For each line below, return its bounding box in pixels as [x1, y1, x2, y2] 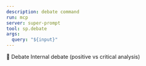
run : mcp [6, 14, 28, 20]
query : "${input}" [11, 37, 59, 43]
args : [6, 31, 20, 37]
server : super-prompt [6, 20, 61, 26]
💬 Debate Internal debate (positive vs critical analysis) [6, 53, 141, 60]
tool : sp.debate [6, 25, 47, 32]
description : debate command [6, 8, 80, 15]
